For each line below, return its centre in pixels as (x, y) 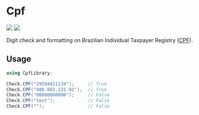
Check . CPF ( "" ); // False (58, 107)
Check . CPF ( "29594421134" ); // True (57, 84)
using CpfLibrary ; (29, 73)
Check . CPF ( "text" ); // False (58, 101)
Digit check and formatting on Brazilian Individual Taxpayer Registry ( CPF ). (99, 40)
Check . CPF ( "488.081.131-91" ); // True (57, 89)
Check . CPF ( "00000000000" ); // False (58, 95)
